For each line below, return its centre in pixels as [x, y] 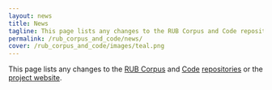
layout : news [30, 16]
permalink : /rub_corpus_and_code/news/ [76, 39]
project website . [35, 78]
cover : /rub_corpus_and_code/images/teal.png [86, 46]
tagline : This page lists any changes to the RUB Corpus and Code [123, 31]
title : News [28, 24]
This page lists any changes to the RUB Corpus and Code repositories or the [136, 69]
